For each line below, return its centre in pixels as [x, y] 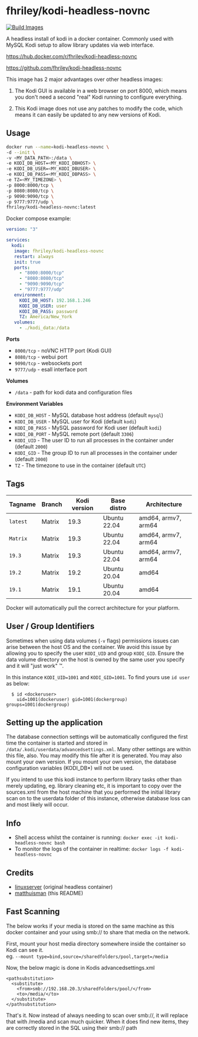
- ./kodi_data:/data [44, 328]
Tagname [23, 504]
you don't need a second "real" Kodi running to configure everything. [98, 97]
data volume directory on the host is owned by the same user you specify [95, 659]
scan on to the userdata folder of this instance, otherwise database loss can [98, 798]
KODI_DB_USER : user [43, 306]
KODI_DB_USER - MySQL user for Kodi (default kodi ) [75, 421]
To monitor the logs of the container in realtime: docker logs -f [92, 849]
